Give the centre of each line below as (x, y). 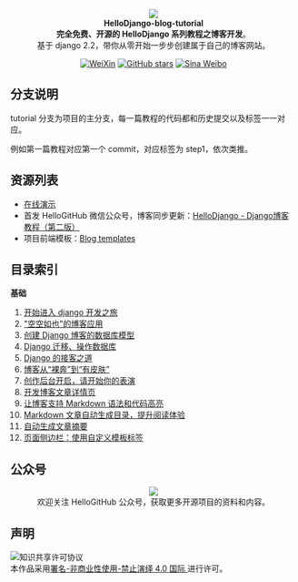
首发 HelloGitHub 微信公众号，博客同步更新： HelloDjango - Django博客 (156, 215)
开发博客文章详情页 (60, 393)
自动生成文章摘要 (55, 426)
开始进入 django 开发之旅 (70, 312)
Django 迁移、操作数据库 (70, 347)
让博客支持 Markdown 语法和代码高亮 (94, 403)
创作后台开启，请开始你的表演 (79, 381)
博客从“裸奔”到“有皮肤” (66, 370)
